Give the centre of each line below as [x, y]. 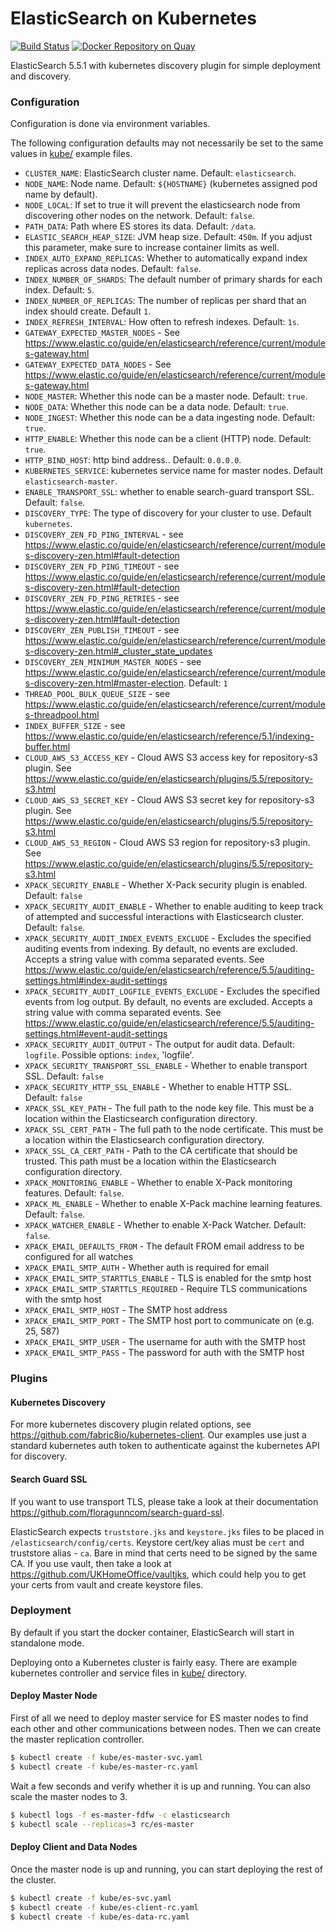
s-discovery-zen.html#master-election [104, 683]
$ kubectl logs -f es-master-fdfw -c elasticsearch [120, 1815]
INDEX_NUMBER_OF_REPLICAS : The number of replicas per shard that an [165, 301]
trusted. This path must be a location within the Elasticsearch [150, 1161]
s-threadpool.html [62, 715]
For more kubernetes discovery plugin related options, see [131, 1424]
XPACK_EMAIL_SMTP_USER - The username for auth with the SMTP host [165, 1342]
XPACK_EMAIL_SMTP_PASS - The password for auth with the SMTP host [164, 1353]
